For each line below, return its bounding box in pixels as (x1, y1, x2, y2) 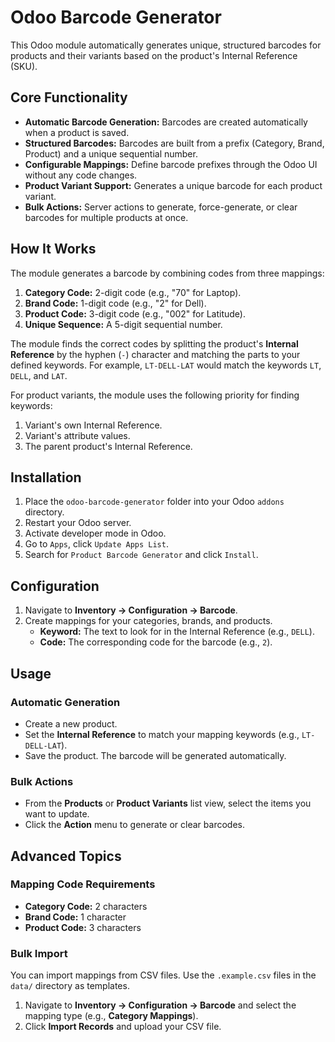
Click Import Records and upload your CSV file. (24, 1021, 222, 1033)
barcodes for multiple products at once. (24, 211, 189, 223)
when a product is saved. (24, 126, 130, 138)
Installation (10, 469, 82, 486)
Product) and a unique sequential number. (24, 147, 198, 160)
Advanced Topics (10, 847, 122, 865)
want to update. (24, 808, 90, 820)
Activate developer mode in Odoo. (24, 527, 167, 540)
